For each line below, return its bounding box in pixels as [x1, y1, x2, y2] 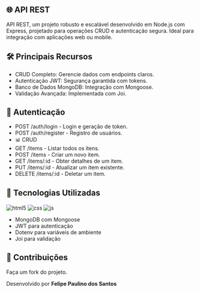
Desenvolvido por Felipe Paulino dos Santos [6, 280, 117, 287]
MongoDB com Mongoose [14, 216, 80, 223]
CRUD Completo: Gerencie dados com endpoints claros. [14, 70, 154, 77]
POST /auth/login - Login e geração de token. [14, 123, 128, 130]
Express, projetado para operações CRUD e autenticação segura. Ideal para [6, 27, 194, 34]
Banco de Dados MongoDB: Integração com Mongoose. [14, 83, 154, 91]
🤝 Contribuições [6, 252, 68, 263]
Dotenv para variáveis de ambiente [14, 228, 102, 236]
